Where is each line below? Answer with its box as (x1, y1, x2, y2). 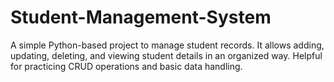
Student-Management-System (10, 6, 272, 29)
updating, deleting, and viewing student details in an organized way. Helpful (10, 49, 323, 61)
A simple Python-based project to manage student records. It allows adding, (10, 39, 325, 51)
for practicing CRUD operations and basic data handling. (10, 60, 243, 72)
